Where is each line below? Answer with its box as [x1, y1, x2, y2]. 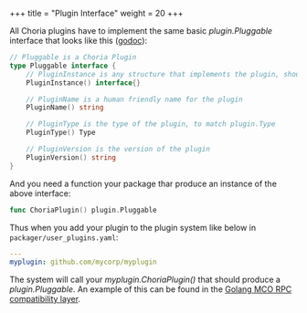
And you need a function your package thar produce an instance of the [9, 178, 277, 189]
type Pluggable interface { [9, 61, 117, 70]
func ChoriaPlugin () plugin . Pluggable [9, 205, 157, 214]
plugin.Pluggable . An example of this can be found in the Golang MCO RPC [9, 284, 292, 295]
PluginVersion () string [26, 152, 117, 162]
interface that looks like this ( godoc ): [9, 36, 148, 46]
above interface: [9, 187, 71, 199]
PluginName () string [26, 103, 104, 112]
